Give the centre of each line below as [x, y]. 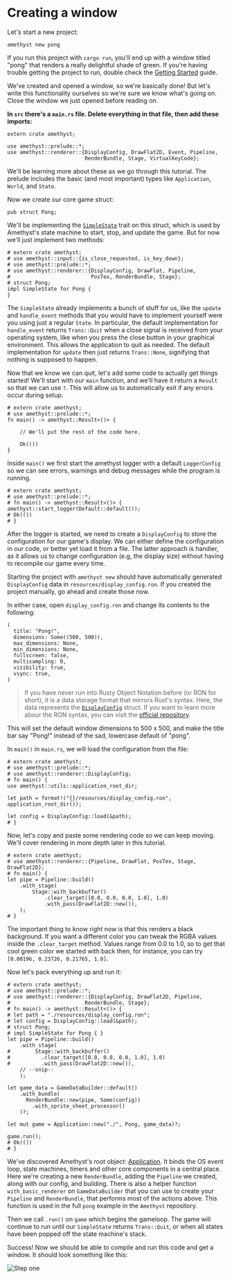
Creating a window [62, 13]
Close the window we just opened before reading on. [83, 100]
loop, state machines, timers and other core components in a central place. [114, 1169]
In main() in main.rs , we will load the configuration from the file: [98, 749]
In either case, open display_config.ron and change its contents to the [108, 604]
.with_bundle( [40, 1094]
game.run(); [24, 1136]
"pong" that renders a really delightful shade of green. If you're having [107, 65]
